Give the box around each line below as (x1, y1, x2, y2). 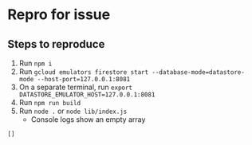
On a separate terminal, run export (18, 82, 133, 92)
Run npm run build (18, 98, 81, 107)
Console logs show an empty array (30, 115, 146, 124)
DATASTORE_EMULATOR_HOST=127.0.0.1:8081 (18, 91, 156, 99)
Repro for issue (7, 6, 111, 24)
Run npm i (18, 58, 53, 68)
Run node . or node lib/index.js (18, 106, 128, 116)
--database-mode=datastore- (152, 69, 245, 76)
